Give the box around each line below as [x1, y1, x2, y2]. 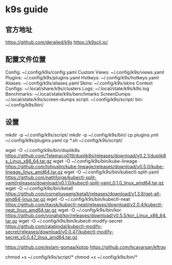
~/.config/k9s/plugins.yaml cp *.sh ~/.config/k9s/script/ [5, 137, 123, 143]
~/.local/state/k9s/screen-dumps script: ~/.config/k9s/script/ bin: [5, 96, 143, 102]
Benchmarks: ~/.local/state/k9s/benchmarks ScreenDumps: [5, 91, 132, 97]
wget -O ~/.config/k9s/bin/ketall [5, 185, 73, 191]
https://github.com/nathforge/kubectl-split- [5, 174, 97, 180]
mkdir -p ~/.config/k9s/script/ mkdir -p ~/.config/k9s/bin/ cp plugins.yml [5, 131, 159, 138]
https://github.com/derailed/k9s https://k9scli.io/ [5, 39, 108, 45]
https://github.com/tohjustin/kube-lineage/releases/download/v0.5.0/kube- [5, 163, 164, 169]
